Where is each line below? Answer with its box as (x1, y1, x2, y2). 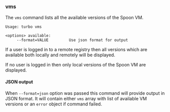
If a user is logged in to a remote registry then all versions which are (5, 47, 148, 53)
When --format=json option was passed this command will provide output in (5, 90, 165, 96)
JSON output (5, 79, 33, 85)
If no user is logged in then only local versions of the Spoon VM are (5, 62, 146, 68)
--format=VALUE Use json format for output (16, 38, 128, 43)
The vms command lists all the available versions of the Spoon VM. (5, 15, 144, 21)
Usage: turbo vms (5, 24, 42, 29)
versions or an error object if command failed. (5, 101, 103, 107)
